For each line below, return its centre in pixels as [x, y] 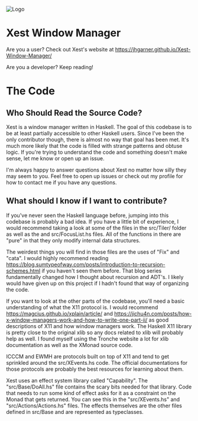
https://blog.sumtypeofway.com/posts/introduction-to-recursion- [86, 264]
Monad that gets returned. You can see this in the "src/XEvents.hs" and [93, 399]
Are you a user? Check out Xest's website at [60, 49]
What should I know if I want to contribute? [87, 201]
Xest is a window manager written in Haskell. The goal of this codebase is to [99, 127]
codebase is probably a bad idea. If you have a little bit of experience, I [92, 221]
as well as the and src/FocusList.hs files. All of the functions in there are [94, 234]
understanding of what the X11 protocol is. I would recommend [82, 307]
